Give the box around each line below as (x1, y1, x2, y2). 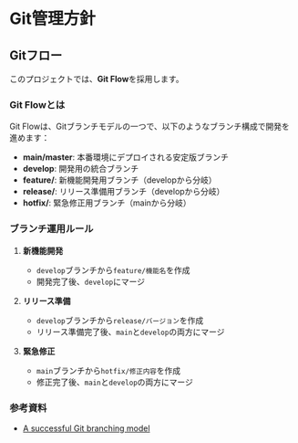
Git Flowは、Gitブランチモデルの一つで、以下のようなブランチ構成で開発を (9, 121, 290, 132)
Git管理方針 (9, 8, 96, 29)
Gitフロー (9, 47, 63, 63)
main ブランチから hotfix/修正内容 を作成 (36, 364, 180, 375)
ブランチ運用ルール (9, 223, 94, 236)
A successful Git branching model (22, 422, 150, 434)
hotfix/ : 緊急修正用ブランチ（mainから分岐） (22, 197, 191, 208)
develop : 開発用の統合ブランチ (22, 163, 139, 174)
